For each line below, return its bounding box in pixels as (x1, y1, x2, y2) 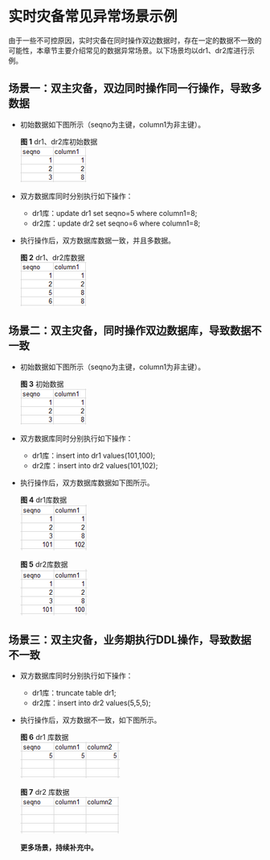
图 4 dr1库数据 (19, 495, 67, 505)
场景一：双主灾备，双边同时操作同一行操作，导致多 (8, 81, 262, 95)
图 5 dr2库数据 (19, 559, 68, 569)
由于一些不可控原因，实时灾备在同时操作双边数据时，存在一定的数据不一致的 (8, 35, 262, 45)
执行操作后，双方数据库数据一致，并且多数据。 (19, 235, 175, 245)
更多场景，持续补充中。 (19, 843, 98, 853)
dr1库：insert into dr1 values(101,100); (31, 451, 155, 460)
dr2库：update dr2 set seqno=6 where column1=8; (31, 218, 201, 228)
